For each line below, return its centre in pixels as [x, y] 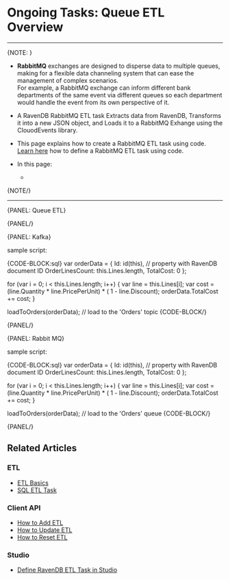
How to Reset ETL [42, 537]
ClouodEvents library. [47, 130]
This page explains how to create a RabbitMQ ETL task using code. [112, 143]
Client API [24, 507]
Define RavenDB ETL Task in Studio [67, 570]
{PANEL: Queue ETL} [37, 210]
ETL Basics [33, 483]
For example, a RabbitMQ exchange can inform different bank [104, 88]
